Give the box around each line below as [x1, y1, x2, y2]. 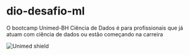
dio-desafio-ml [6, 4, 85, 18]
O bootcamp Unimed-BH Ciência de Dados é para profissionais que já [6, 24, 183, 31]
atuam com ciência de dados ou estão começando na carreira [6, 30, 164, 37]
